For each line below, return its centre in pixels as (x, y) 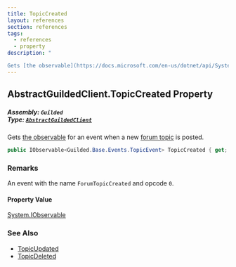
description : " (29, 53)
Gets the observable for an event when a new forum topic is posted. (106, 137)
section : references (38, 27)
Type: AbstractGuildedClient (50, 119)
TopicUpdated (38, 248)
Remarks (23, 168)
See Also (23, 233)
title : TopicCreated (38, 14)
